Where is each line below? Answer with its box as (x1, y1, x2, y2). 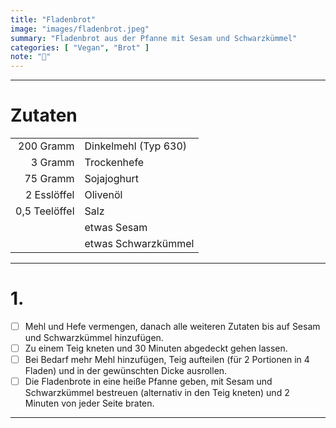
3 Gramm (30, 156, 75, 170)
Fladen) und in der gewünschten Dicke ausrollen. (24, 365, 228, 377)
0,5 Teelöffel (15, 204, 75, 218)
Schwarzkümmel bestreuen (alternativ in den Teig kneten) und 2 (24, 387, 290, 399)
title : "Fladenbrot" (10, 14, 97, 25)
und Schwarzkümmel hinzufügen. (24, 332, 164, 344)
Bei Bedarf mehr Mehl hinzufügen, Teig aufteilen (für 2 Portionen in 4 (24, 354, 310, 366)
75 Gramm (24, 172, 75, 186)
